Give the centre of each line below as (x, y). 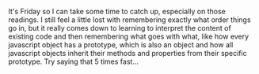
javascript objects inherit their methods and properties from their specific (128, 53)
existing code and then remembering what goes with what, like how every (129, 36)
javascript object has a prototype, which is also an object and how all (121, 45)
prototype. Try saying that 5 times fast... (74, 61)
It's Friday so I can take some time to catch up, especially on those (117, 11)
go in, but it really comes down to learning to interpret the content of (120, 28)
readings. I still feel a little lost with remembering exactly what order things (129, 20)
